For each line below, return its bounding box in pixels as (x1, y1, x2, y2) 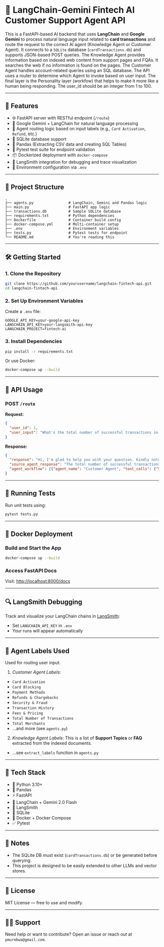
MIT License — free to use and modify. (5, 899, 83, 905)
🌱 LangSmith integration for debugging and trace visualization (12, 159, 137, 165)
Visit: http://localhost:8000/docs (5, 578, 70, 584)
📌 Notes (5, 839, 30, 848)
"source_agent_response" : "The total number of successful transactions (9, 462, 161, 467)
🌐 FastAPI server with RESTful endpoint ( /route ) (12, 115, 110, 121)
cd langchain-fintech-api (5, 286, 58, 291)
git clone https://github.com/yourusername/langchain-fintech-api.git (5, 281, 152, 286)
